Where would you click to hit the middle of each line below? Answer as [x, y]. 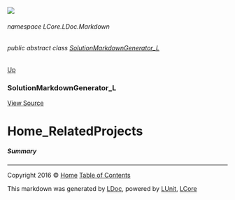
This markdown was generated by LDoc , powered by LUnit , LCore [102, 189]
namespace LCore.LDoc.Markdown [59, 26]
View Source [26, 103]
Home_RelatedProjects [75, 131]
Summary [22, 151]
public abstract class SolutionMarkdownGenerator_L [83, 48]
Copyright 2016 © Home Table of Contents [69, 176]
